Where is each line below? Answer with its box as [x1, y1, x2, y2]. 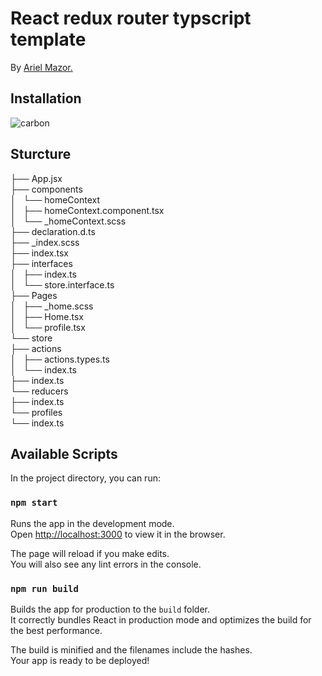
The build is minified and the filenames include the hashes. [10, 643, 253, 656]
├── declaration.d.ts [10, 225, 96, 237]
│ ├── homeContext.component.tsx [10, 204, 165, 216]
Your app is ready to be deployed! [10, 654, 150, 666]
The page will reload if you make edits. [10, 547, 170, 559]
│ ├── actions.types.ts [10, 353, 110, 365]
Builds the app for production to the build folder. [10, 603, 211, 615]
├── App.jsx [10, 172, 63, 184]
